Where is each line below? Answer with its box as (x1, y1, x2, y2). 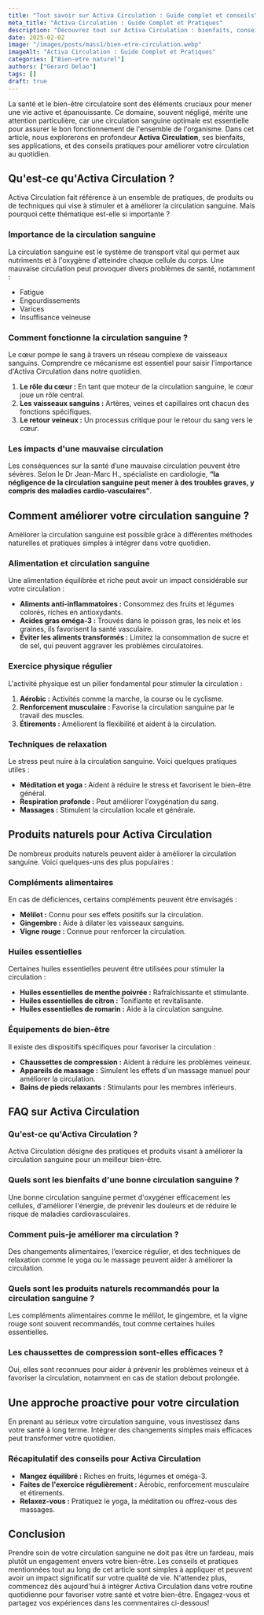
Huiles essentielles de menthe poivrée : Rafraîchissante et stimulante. (19, 988, 249, 997)
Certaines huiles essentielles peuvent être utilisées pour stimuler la (8, 964, 225, 974)
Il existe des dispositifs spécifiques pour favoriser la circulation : (8, 1042, 216, 1051)
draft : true (8, 77, 47, 85)
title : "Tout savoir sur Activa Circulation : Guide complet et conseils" (8, 11, 258, 20)
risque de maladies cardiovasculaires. (8, 1209, 131, 1219)
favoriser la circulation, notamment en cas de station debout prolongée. (8, 1373, 240, 1383)
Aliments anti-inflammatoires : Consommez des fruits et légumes (19, 599, 235, 609)
